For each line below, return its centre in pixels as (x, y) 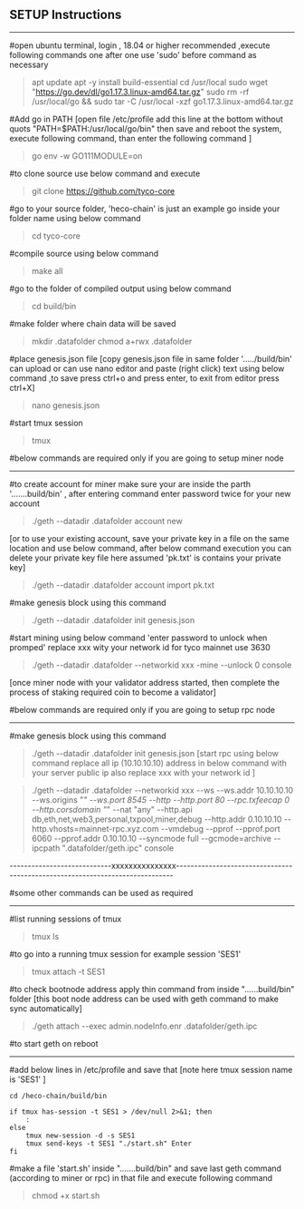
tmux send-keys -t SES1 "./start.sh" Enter (109, 1143)
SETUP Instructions (66, 15)
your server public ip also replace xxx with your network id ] (143, 772)
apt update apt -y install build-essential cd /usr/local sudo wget (150, 82)
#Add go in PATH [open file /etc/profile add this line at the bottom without (146, 119)
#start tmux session (46, 423)
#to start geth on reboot (54, 1043)
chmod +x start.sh (66, 1195)
